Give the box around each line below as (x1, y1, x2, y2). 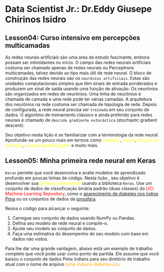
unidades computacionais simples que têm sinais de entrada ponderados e (5, 80, 158, 86)
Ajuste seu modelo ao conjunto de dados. (12, 225, 97, 231)
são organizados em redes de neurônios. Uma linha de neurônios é (5, 91, 141, 97)
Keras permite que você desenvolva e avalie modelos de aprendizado (5, 170, 146, 175)
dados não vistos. (12, 236, 48, 242)
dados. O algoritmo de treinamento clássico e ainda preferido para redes (5, 112, 153, 118)
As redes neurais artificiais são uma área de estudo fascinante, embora (5, 54, 150, 60)
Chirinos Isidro (5, 14, 66, 25)
